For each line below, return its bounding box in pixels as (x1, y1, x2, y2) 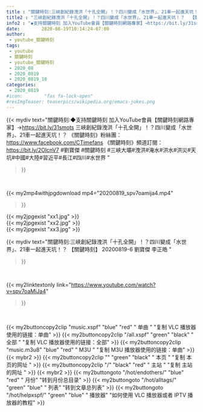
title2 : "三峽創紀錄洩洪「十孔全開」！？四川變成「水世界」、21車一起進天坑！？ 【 (6, 14, 195, 21)
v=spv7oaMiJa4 (6, 288, 47, 295)
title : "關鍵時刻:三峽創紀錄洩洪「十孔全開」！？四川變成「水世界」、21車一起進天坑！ (6, 8, 199, 15)
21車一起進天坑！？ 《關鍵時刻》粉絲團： (19, 131, 122, 138)
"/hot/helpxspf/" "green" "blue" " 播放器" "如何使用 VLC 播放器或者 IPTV (6, 391, 187, 399)
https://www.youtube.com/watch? (71, 281, 156, 288)
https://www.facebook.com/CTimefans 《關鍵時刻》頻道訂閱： (6, 138, 163, 146)
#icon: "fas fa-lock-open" (6, 93, 94, 99)
